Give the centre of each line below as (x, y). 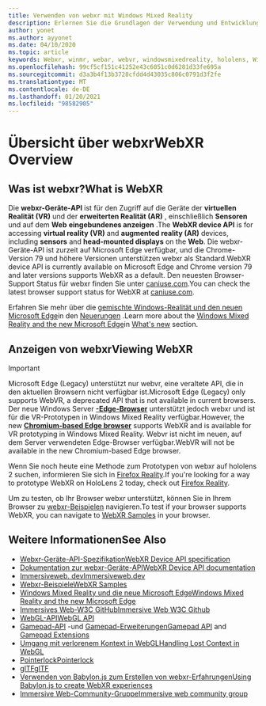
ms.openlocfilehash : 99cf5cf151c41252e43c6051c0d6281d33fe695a (115, 67)
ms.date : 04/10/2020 (42, 45)
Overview (41, 160)
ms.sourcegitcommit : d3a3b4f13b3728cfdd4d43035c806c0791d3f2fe (115, 74)
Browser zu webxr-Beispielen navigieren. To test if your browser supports (127, 507)
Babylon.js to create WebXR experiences (86, 685)
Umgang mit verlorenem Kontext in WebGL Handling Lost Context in (129, 643)
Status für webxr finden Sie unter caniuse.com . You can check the (143, 284)
